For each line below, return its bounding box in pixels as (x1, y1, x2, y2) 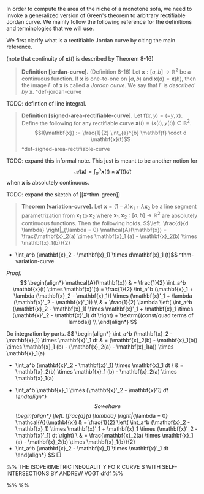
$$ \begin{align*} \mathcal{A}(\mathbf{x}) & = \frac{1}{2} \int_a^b (20, 279, 186, 287)
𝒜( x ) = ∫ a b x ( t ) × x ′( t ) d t (74, 167, 132, 177)
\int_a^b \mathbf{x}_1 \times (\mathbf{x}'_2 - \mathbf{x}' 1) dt (15, 387, 168, 394)
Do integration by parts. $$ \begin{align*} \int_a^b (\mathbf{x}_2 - (6, 330, 173, 338)
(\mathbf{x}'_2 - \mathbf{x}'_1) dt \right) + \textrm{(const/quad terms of (12, 312, 194, 319)
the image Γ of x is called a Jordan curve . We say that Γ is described (21, 81, 195, 88)
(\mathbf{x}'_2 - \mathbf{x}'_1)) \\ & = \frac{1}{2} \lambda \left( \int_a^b (13, 299, 193, 306)
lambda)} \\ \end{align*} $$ (68, 318, 138, 326)
